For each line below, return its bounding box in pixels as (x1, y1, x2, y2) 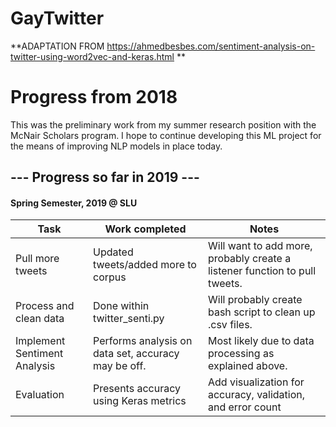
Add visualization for (207, 375, 305, 389)
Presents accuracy (93, 382, 181, 396)
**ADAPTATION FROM (10, 40, 105, 52)
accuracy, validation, (207, 388, 306, 402)
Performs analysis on (93, 334, 193, 348)
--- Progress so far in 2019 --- (10, 169, 200, 186)
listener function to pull (207, 264, 317, 278)
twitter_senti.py (93, 312, 165, 326)
